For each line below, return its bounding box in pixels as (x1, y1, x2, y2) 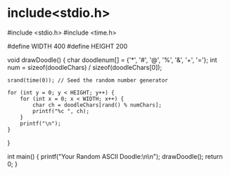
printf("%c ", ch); (32, 107, 90, 114)
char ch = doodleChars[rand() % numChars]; (32, 101, 162, 109)
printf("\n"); (20, 120, 61, 127)
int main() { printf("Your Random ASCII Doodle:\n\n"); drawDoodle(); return (7, 152, 223, 160)
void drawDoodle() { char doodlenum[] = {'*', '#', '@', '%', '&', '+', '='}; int (7, 55, 217, 64)
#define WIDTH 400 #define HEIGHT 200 (7, 42, 128, 50)
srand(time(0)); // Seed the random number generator (7, 76, 169, 84)
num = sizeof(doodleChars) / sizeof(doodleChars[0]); (7, 63, 162, 71)
